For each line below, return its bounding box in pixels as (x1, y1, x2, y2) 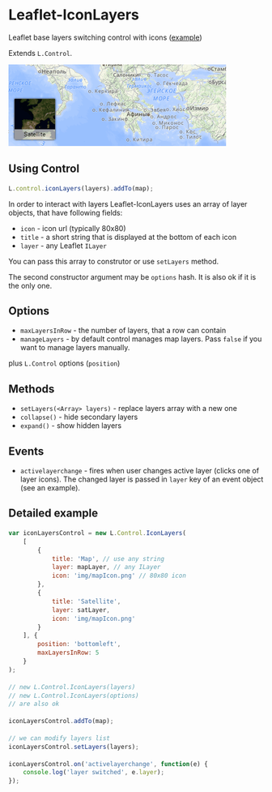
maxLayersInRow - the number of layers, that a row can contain (19, 326, 227, 336)
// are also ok (8, 700, 60, 709)
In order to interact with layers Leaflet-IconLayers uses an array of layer (8, 199, 248, 208)
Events (8, 444, 45, 458)
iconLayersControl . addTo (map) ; (8, 717, 114, 726)
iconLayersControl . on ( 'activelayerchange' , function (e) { (8, 760, 208, 768)
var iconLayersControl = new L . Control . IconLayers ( (8, 529, 186, 537)
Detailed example (8, 507, 99, 520)
